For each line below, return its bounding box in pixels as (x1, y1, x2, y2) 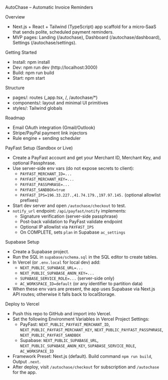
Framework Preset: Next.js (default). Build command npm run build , (12, 353, 153, 359)
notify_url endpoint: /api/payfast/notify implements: (12, 208, 126, 214)
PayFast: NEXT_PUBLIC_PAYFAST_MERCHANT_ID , (20, 321, 110, 327)
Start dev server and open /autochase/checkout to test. (12, 203, 126, 209)
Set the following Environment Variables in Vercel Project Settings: (12, 316, 149, 322)
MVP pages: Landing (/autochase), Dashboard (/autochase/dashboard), (12, 35, 161, 40)
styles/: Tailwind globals (12, 105, 63, 111)
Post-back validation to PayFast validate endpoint (20, 219, 123, 225)
